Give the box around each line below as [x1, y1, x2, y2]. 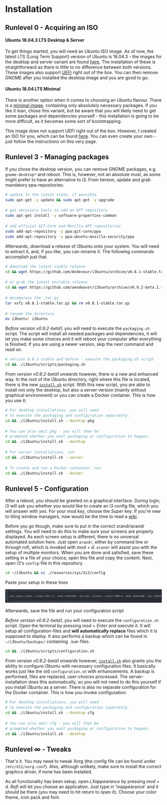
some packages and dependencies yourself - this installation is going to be [5, 113, 159, 119]
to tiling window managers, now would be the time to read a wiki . [5, 513, 138, 519]
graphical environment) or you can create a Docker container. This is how [5, 392, 156, 399]
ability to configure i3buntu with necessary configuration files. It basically [5, 663, 156, 669]
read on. [5, 347, 22, 353]
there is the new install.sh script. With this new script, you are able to [5, 382, 151, 388]
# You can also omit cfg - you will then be [5, 720, 99, 726]
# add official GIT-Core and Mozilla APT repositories [5, 224, 121, 229]
